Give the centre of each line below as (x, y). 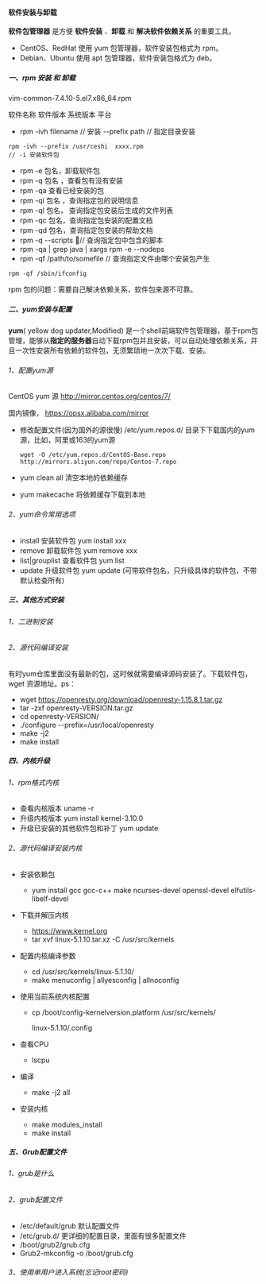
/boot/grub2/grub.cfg (55, 1244)
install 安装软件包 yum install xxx (73, 540)
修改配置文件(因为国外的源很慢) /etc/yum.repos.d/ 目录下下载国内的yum (137, 430)
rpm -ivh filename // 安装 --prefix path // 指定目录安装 (108, 132)
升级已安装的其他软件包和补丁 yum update (89, 828)
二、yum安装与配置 (40, 309)
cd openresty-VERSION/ (59, 716)
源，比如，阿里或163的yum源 (67, 440)
